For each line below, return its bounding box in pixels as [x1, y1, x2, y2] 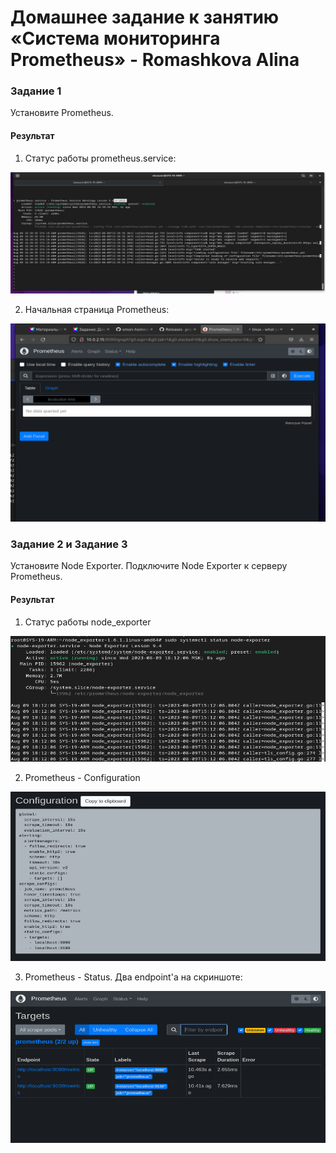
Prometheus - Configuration [24, 772, 141, 784]
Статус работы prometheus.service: [24, 152, 177, 164]
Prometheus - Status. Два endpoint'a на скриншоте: [24, 971, 243, 983]
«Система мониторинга [10, 27, 221, 50]
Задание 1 [10, 84, 62, 98]
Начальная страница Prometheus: [24, 303, 170, 315]
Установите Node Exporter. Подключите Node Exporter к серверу [10, 560, 288, 572]
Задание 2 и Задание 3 [10, 537, 128, 551]
